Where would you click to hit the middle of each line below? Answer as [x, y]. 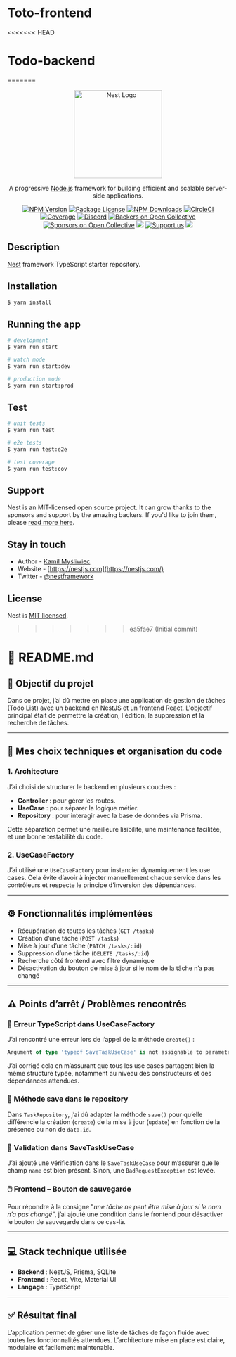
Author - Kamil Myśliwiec [54, 561]
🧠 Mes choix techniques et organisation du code [115, 752]
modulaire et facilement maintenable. [61, 1347]
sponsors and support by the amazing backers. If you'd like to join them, [112, 515]
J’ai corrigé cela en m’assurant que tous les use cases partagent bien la [111, 1066]
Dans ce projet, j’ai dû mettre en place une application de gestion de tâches [117, 700]
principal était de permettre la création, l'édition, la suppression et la [106, 715]
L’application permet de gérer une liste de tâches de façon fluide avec [109, 1332]
